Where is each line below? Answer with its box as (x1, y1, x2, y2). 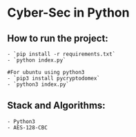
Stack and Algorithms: (7, 100, 106, 111)
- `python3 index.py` (7, 81, 70, 88)
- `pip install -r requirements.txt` (7, 51, 116, 57)
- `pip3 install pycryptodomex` (7, 75, 100, 82)
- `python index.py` (7, 57, 67, 64)
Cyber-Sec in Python (7, 5, 130, 21)
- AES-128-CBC (7, 124, 48, 131)
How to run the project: (7, 33, 108, 44)
